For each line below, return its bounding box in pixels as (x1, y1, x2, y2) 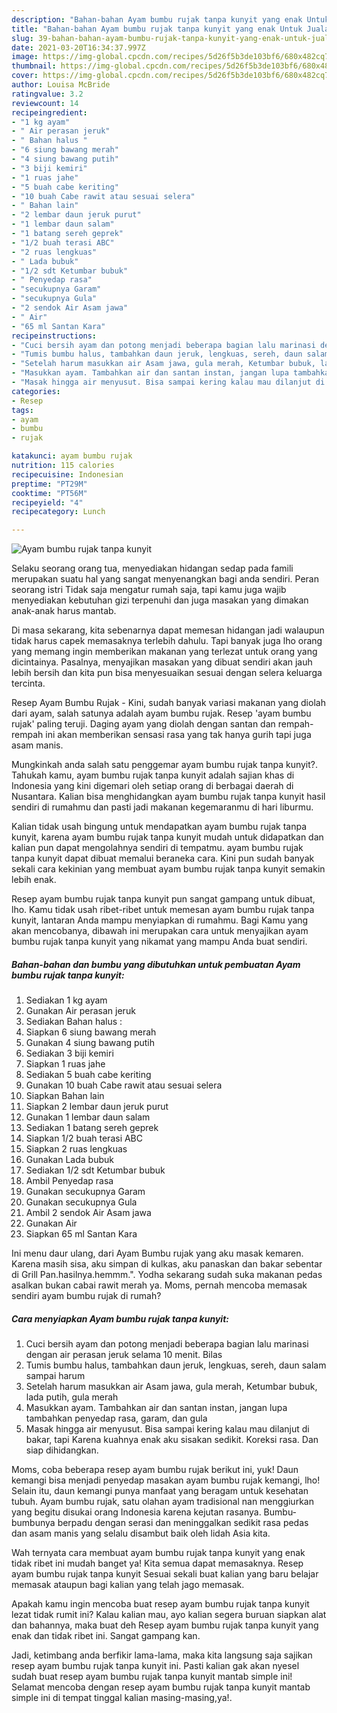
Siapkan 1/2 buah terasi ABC (25, 1132, 144, 1145)
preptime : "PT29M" (11, 479, 88, 489)
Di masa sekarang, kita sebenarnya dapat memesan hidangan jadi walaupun (11, 624, 325, 636)
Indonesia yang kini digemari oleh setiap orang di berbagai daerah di (11, 780, 294, 792)
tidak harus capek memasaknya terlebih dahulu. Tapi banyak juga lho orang (11, 635, 323, 647)
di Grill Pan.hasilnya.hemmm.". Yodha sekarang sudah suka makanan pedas (11, 1269, 323, 1281)
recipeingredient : (11, 107, 88, 118)
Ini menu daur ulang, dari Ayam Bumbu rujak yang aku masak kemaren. (11, 1247, 304, 1260)
